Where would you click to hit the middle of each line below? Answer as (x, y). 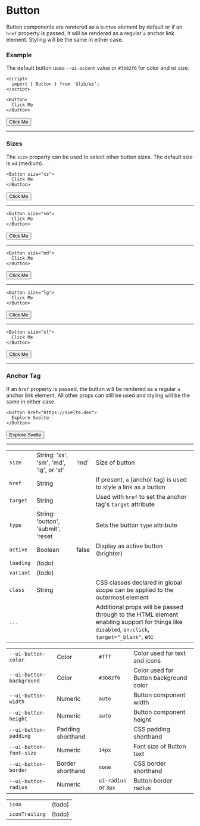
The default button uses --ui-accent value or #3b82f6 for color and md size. (98, 68)
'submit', (49, 529)
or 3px (107, 787)
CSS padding (152, 729)
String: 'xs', (52, 455)
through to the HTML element (137, 614)
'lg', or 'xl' (50, 470)
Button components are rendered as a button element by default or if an (94, 27)
